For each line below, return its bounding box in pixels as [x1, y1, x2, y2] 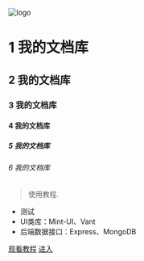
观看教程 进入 [8, 243, 53, 254]
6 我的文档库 [8, 162, 51, 173]
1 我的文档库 [8, 39, 88, 57]
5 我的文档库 [8, 141, 51, 150]
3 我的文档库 [8, 99, 58, 111]
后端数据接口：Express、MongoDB [19, 226, 137, 236]
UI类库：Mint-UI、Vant [19, 217, 96, 226]
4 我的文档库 [8, 121, 51, 131]
